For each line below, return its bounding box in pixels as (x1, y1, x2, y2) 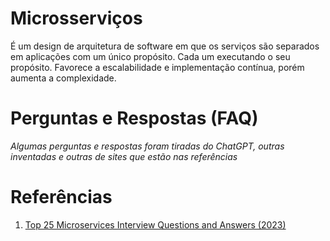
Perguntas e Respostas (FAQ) (10, 107, 259, 130)
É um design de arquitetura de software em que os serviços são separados (10, 40, 320, 52)
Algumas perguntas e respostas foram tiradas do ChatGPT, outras (10, 140, 285, 152)
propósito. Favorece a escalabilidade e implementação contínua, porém (10, 61, 305, 73)
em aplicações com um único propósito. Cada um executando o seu (10, 50, 291, 62)
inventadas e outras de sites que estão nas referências (10, 150, 238, 162)
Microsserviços (10, 7, 143, 30)
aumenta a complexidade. (10, 72, 117, 84)
